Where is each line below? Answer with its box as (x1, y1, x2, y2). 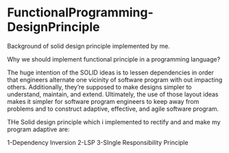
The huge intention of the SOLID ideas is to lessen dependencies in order (7, 68, 214, 76)
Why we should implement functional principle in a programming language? (7, 55, 221, 63)
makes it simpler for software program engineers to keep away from (7, 97, 200, 105)
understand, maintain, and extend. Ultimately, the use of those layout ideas (7, 90, 219, 98)
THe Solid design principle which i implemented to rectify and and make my (7, 117, 221, 126)
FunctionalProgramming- (7, 5, 154, 20)
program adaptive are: (7, 125, 70, 133)
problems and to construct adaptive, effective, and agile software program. (7, 105, 219, 113)
